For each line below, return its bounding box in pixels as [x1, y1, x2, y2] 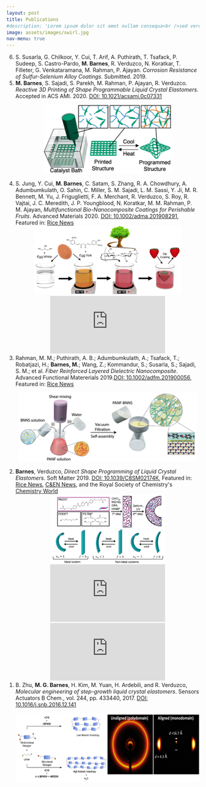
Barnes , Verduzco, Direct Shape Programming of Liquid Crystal [15, 468, 177, 475]
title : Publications [6, 16, 59, 23]
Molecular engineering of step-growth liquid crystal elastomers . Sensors [15, 688, 199, 696]
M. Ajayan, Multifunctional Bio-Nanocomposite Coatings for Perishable [15, 206, 195, 213]
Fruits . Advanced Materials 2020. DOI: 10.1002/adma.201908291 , [15, 212, 179, 220]
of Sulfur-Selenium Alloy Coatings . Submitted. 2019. [15, 73, 147, 80]
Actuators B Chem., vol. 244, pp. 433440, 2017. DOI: [15, 694, 148, 702]
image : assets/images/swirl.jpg [6, 29, 89, 36]
